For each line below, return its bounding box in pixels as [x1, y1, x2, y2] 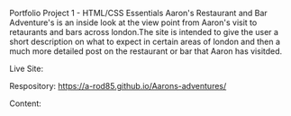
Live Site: [9, 63, 44, 74]
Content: [9, 98, 42, 109]
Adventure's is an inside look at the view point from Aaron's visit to [9, 17, 258, 28]
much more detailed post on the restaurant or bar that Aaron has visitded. [9, 46, 283, 57]
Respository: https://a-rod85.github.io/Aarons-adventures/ [9, 81, 227, 91]
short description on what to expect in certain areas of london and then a [9, 36, 281, 47]
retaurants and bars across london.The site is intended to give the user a [9, 27, 279, 37]
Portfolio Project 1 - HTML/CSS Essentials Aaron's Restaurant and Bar [9, 8, 268, 18]
